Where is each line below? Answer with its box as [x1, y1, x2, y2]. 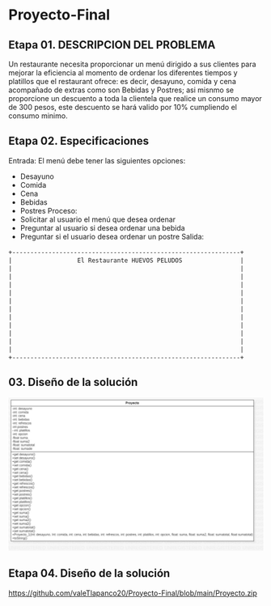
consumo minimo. [8, 111, 68, 121]
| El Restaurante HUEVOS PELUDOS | [8, 256, 244, 265]
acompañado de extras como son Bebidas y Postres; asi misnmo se [8, 85, 235, 95]
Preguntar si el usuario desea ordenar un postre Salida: [19, 231, 205, 241]
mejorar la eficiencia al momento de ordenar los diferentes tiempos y [8, 68, 238, 78]
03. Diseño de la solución [8, 375, 138, 389]
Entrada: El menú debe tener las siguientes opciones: [8, 155, 186, 165]
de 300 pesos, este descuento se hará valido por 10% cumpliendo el [8, 103, 237, 112]
